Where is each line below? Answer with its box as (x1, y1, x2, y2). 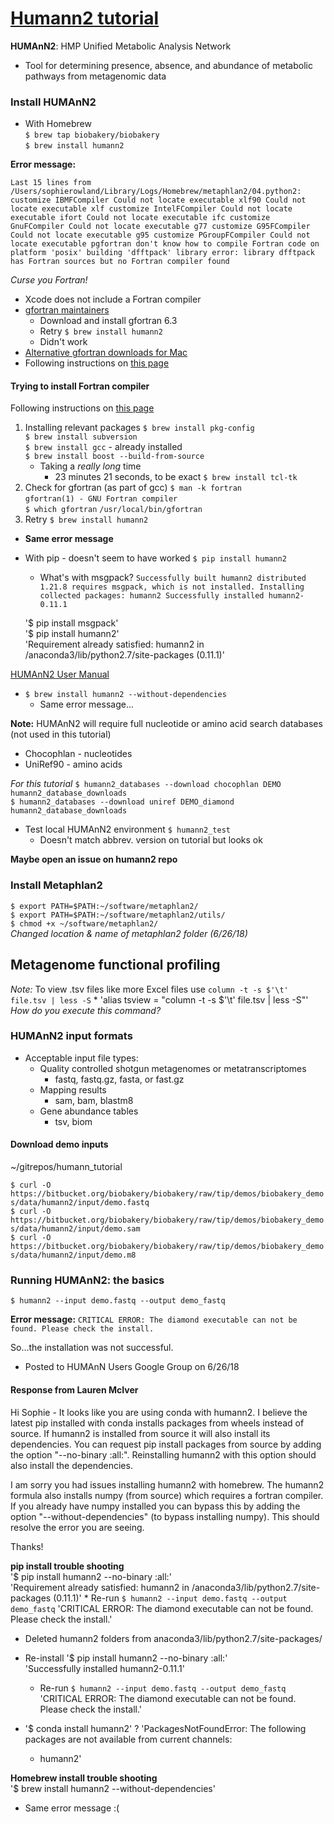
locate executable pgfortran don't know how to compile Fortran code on (10, 239, 320, 249)
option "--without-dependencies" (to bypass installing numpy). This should (10, 1510, 320, 1522)
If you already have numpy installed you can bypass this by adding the (10, 1500, 301, 1512)
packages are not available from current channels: (24, 1733, 233, 1745)
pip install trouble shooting (10, 1560, 125, 1572)
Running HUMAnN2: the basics (10, 1273, 165, 1287)
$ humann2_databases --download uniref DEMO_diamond (10, 797, 235, 807)
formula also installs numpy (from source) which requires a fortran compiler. (10, 1489, 324, 1501)
